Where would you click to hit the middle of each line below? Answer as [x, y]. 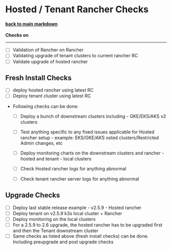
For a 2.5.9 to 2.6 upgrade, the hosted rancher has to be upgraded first [88, 225]
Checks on [17, 35]
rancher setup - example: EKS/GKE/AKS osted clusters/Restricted [90, 138]
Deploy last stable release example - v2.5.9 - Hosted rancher [77, 208]
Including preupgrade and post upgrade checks [63, 242]
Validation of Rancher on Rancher [48, 50]
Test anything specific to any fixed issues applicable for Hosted [87, 132]
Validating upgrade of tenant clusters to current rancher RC [75, 56]
